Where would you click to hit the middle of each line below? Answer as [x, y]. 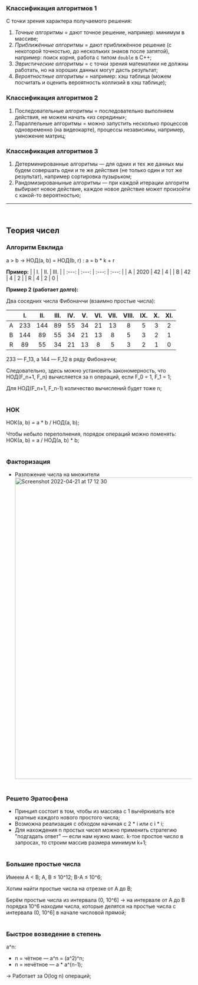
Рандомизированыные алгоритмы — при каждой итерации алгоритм [102, 182]
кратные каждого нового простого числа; [67, 818]
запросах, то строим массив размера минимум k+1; [81, 843]
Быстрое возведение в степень [54, 934]
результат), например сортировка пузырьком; [73, 176]
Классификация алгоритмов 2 [52, 98]
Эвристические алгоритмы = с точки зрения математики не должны [101, 64]
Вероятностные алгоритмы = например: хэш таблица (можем [93, 76]
